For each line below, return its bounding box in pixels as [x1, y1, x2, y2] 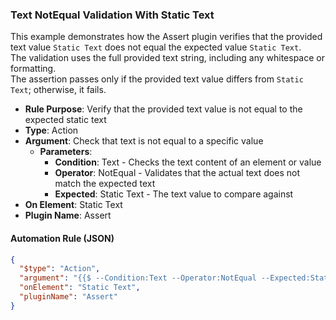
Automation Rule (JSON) [10, 232, 115, 244]
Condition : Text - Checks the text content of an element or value [54, 156, 322, 168]
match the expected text [54, 178, 156, 190]
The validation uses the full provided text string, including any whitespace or [10, 52, 325, 64]
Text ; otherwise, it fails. [10, 84, 107, 96]
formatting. [10, 63, 57, 75]
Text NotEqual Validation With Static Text [10, 8, 215, 22]
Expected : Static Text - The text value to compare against [54, 188, 294, 200]
